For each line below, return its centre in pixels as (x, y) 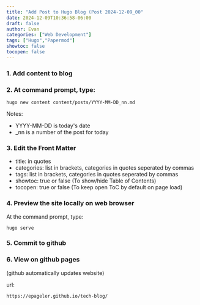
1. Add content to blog (39, 73)
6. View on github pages (43, 260)
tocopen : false (26, 52)
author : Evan (23, 29)
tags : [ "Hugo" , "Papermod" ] (41, 40)
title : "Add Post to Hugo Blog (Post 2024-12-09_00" (75, 12)
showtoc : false (26, 47)
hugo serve (20, 228)
